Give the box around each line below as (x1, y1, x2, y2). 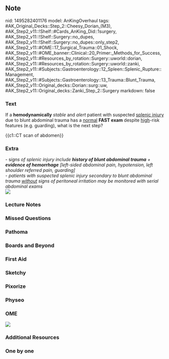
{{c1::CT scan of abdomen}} (5, 132, 64, 138)
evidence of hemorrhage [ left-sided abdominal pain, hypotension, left (5, 162, 153, 168)
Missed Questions (5, 215, 51, 222)
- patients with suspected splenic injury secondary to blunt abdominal (5, 172, 152, 179)
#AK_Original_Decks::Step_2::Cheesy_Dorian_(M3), (5, 23, 112, 29)
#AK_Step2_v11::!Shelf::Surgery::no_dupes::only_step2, (5, 39, 119, 45)
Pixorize (5, 282, 26, 290)
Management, (5, 71, 35, 78)
